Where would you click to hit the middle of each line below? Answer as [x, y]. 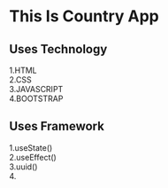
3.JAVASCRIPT [36, 89]
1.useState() [31, 147]
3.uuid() [23, 167]
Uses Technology [58, 49]
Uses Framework [57, 126]
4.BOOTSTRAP [36, 98]
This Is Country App [84, 16]
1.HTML [23, 70]
